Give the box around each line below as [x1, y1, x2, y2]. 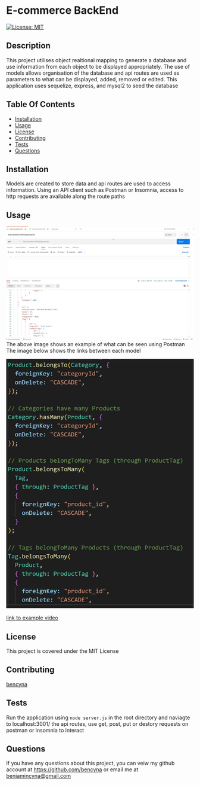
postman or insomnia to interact [6, 726, 85, 734]
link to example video [6, 614, 58, 622]
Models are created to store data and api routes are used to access [6, 180, 171, 187]
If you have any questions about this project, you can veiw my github [6, 760, 175, 767]
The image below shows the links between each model [6, 347, 141, 355]
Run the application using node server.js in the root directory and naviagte [6, 714, 190, 721]
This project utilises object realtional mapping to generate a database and [6, 56, 187, 63]
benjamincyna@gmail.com [6, 772, 71, 780]
